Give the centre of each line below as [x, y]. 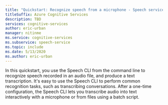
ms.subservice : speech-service [38, 42]
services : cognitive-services [37, 24]
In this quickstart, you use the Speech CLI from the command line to [75, 70]
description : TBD [23, 19]
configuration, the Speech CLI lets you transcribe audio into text [71, 92]
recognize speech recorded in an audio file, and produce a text [70, 76]
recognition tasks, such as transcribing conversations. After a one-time [78, 86]
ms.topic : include [24, 47]
